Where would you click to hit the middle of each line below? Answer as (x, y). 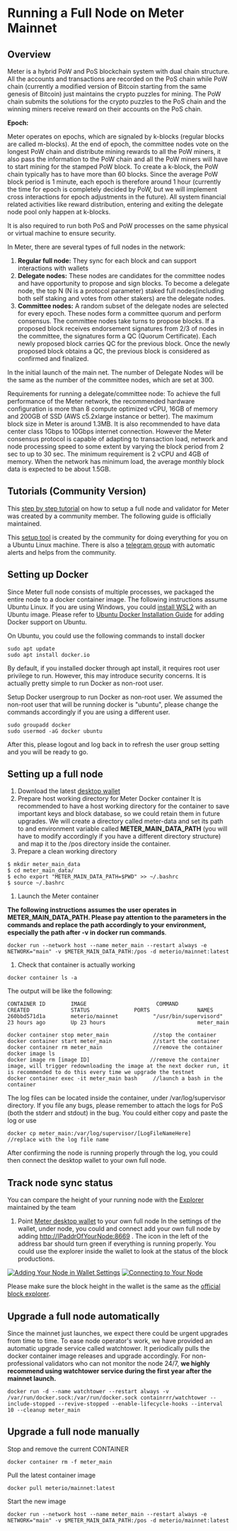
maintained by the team (42, 1207)
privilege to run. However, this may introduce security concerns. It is (107, 675)
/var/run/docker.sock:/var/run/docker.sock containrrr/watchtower (107, 1398)
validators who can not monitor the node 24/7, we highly (127, 1364)
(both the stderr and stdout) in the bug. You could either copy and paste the (118, 1113)
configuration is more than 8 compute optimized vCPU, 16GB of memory (112, 409)
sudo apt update (31, 648)
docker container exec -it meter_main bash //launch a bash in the (115, 1079)
